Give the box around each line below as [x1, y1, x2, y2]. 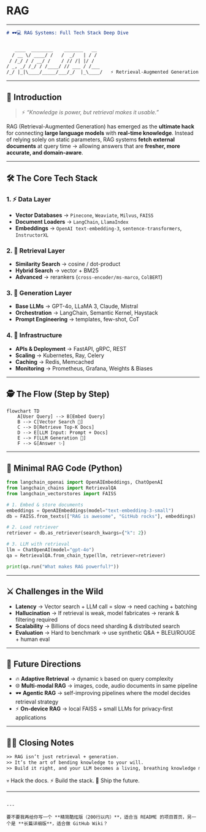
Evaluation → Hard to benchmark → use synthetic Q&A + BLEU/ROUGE [15, 629, 196, 636]
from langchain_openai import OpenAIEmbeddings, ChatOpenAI [6, 479, 164, 485]
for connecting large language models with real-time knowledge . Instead [6, 130, 194, 136]
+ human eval [15, 635, 50, 643]
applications [15, 714, 47, 721]
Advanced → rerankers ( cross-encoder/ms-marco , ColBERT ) [15, 273, 163, 280]
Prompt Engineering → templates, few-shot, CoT [15, 316, 140, 323]
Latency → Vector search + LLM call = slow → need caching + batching [15, 603, 197, 610]
